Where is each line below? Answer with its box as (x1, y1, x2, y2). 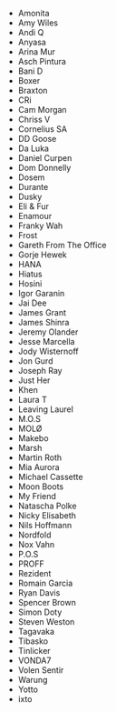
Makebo (17, 433, 49, 444)
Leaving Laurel (17, 404, 74, 415)
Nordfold (17, 529, 52, 540)
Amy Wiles (17, 17, 59, 28)
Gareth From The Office (17, 240, 107, 250)
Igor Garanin (17, 288, 65, 298)
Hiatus (17, 268, 43, 279)
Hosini (17, 278, 43, 289)
